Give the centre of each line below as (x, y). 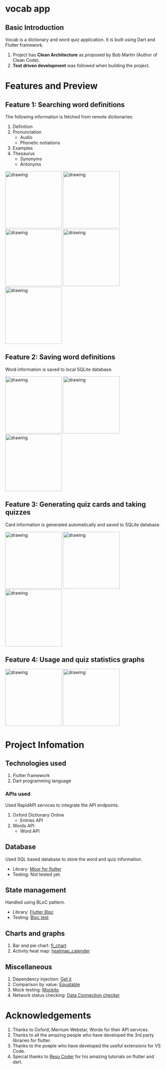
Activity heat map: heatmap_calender (51, 951)
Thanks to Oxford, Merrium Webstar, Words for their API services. (81, 1030)
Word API (30, 831)
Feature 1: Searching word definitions (65, 104)
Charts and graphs (35, 933)
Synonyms (31, 159)
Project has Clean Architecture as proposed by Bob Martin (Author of (85, 55)
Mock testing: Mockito (36, 990)
